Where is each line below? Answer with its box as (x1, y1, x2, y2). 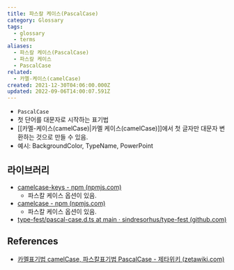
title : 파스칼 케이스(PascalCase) (7, 10, 99, 17)
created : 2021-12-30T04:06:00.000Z (7, 82, 111, 89)
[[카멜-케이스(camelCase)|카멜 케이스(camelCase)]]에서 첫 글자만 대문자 (17, 124, 218, 133)
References (7, 235, 58, 248)
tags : (7, 23, 23, 30)
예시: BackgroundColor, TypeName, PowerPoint (17, 142, 153, 150)
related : (7, 68, 33, 75)
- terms (13, 36, 36, 43)
